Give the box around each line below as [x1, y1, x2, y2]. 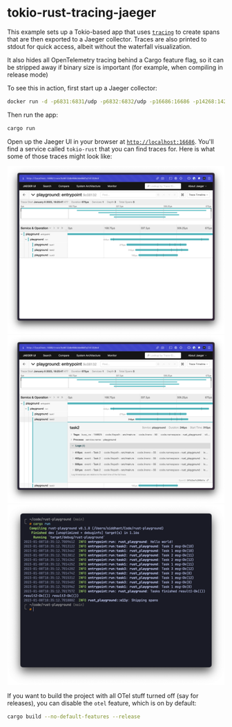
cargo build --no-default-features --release [7, 713, 140, 720]
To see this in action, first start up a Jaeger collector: [7, 84, 157, 92]
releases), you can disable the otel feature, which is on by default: [7, 699, 197, 707]
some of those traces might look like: [7, 152, 113, 160]
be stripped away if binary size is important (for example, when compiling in [7, 63, 223, 71]
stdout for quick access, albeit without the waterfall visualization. [7, 42, 192, 50]
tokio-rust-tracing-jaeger [7, 5, 157, 21]
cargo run [7, 124, 36, 132]
